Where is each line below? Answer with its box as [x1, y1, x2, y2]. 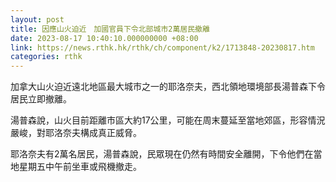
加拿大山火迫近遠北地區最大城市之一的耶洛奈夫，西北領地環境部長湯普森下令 [10, 81, 326, 93]
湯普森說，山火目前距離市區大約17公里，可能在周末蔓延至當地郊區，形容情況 [10, 114, 326, 126]
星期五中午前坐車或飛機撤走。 [18, 161, 142, 173]
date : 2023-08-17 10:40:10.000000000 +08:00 [10, 33, 199, 43]
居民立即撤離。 [10, 93, 72, 105]
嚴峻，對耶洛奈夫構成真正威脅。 [10, 127, 142, 139]
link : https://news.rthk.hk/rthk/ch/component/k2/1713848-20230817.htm [10, 42, 315, 53]
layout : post [10, 14, 65, 25]
